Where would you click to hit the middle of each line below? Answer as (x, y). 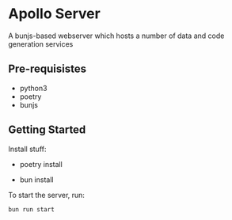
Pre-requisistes (48, 69)
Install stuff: (27, 149)
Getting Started (47, 130)
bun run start (32, 209)
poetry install (41, 164)
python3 (33, 88)
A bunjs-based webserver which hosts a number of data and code (116, 36)
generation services (41, 44)
